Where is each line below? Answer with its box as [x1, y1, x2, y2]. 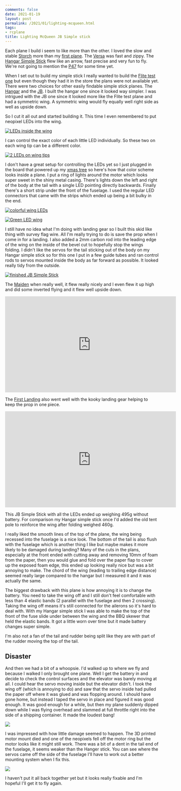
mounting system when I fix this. [5, 756, 71, 762]
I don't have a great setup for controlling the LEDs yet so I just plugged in [5, 162, 152, 167]
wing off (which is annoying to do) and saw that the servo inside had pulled [5, 686, 156, 692]
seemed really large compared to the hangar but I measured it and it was [5, 572, 151, 578]
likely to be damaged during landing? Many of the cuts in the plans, [5, 547, 140, 552]
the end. [5, 198, 22, 203]
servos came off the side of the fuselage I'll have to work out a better [5, 751, 144, 757]
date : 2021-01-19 [5, 12, 40, 17]
